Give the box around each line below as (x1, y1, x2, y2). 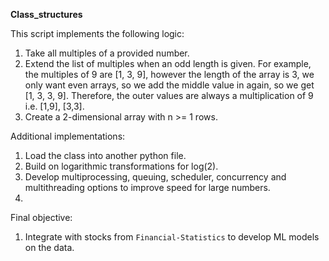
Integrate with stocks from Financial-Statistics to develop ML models (24, 231, 320, 243)
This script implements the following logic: (10, 28, 185, 39)
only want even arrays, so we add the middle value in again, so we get (24, 79, 315, 91)
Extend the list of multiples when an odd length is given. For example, (24, 58, 312, 69)
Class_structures (10, 9, 83, 20)
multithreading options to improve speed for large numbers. (24, 182, 271, 193)
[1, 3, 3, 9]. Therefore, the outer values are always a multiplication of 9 (24, 90, 314, 101)
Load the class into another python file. (24, 150, 187, 161)
